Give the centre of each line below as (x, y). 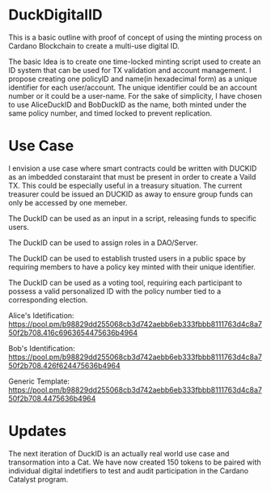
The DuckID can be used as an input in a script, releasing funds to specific (133, 218)
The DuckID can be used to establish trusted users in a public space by (127, 258)
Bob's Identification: (42, 348)
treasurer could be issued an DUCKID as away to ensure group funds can (131, 194)
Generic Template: (39, 381)
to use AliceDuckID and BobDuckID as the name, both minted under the (127, 104)
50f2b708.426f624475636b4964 (65, 365)
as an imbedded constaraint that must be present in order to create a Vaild (132, 176)
